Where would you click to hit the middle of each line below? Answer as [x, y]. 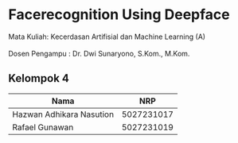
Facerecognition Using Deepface [119, 15]
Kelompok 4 [39, 78]
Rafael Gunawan [43, 127]
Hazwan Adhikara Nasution [63, 114]
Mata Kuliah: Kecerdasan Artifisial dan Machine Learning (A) [107, 37]
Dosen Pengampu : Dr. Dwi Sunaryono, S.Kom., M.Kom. [99, 53]
